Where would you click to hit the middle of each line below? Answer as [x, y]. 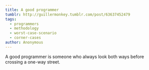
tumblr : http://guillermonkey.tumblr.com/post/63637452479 [68, 14]
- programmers [24, 24]
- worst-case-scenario [33, 33]
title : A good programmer [32, 10]
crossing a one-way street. [33, 62]
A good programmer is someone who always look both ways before [75, 56]
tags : [11, 19]
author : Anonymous [24, 42]
